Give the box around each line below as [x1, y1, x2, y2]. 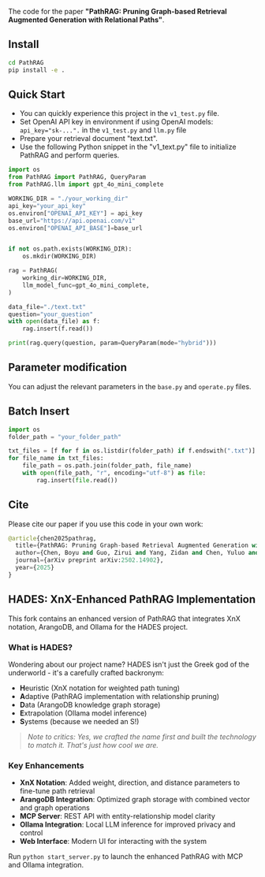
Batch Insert [8, 405, 69, 418]
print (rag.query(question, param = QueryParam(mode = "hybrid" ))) [8, 339, 217, 347]
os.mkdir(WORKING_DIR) [22, 252, 97, 261]
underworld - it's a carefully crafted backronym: [8, 667, 164, 677]
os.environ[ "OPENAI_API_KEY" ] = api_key [8, 209, 144, 217]
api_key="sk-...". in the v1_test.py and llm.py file [19, 125, 187, 135]
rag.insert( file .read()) [36, 476, 118, 484]
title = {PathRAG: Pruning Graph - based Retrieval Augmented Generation [15, 541, 248, 550]
